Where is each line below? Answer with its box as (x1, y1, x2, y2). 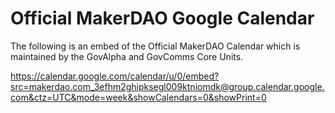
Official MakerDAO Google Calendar (10, 7, 315, 30)
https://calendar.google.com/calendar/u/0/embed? (10, 70, 220, 82)
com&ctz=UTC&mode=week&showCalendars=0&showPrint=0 (10, 91, 267, 103)
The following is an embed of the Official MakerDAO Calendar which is (10, 40, 301, 52)
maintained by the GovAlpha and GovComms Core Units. (10, 50, 244, 62)
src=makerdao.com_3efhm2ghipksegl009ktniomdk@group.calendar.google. (10, 80, 325, 92)
